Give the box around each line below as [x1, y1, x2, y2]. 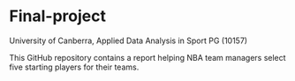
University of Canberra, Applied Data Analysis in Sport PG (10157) [9, 35, 248, 46]
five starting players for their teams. [9, 62, 140, 72]
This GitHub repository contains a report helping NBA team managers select [9, 52, 286, 63]
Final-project [9, 6, 106, 26]
